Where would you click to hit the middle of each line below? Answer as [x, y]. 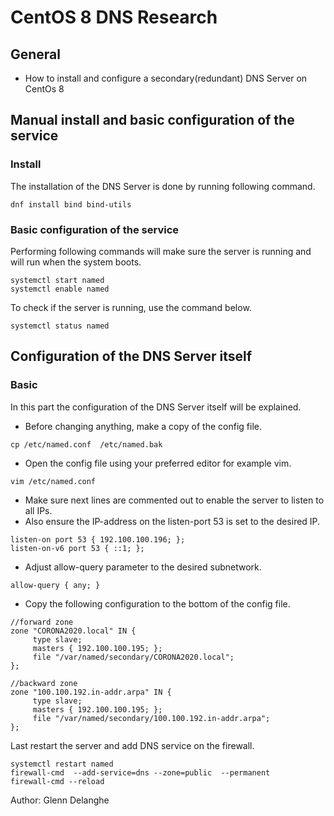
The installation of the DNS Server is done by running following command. [163, 186]
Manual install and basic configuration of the [152, 120]
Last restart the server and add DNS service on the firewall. [132, 745]
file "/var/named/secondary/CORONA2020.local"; [133, 657]
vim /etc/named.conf [53, 481]
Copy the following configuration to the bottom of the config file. [157, 603]
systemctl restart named [62, 764]
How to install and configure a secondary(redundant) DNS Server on [166, 78]
